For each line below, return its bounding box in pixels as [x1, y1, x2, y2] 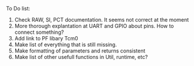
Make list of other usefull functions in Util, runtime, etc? [14, 54, 148, 60]
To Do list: [6, 5, 30, 12]
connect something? [14, 29, 64, 36]
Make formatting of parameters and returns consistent [14, 47, 145, 54]
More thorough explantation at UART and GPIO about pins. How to [14, 23, 174, 29]
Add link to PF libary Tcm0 [14, 35, 78, 41]
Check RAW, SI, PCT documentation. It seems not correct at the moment [14, 16, 189, 23]
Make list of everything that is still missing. [14, 41, 117, 48]
